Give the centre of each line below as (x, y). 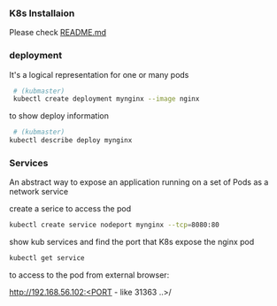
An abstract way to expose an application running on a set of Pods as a (139, 182)
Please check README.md (58, 33)
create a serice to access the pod (70, 209)
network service (39, 192)
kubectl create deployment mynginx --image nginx (106, 99)
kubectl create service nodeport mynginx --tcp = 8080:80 (114, 225)
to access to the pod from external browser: (89, 275)
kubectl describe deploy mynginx (71, 141)
